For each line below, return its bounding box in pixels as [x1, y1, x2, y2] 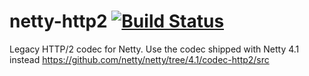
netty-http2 [9, 10, 108, 33]
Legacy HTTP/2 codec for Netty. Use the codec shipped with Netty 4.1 [9, 43, 300, 55]
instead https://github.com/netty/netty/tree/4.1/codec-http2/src [9, 53, 270, 65]
